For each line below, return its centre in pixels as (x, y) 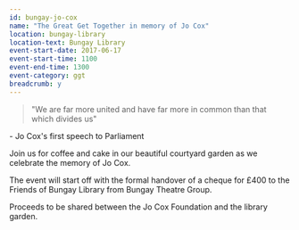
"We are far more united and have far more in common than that (149, 109)
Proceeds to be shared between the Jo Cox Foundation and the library (138, 207)
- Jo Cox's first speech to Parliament (77, 136)
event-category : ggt (48, 76)
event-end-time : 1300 (50, 68)
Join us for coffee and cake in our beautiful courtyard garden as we (133, 153)
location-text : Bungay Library (67, 42)
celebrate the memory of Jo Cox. (70, 162)
